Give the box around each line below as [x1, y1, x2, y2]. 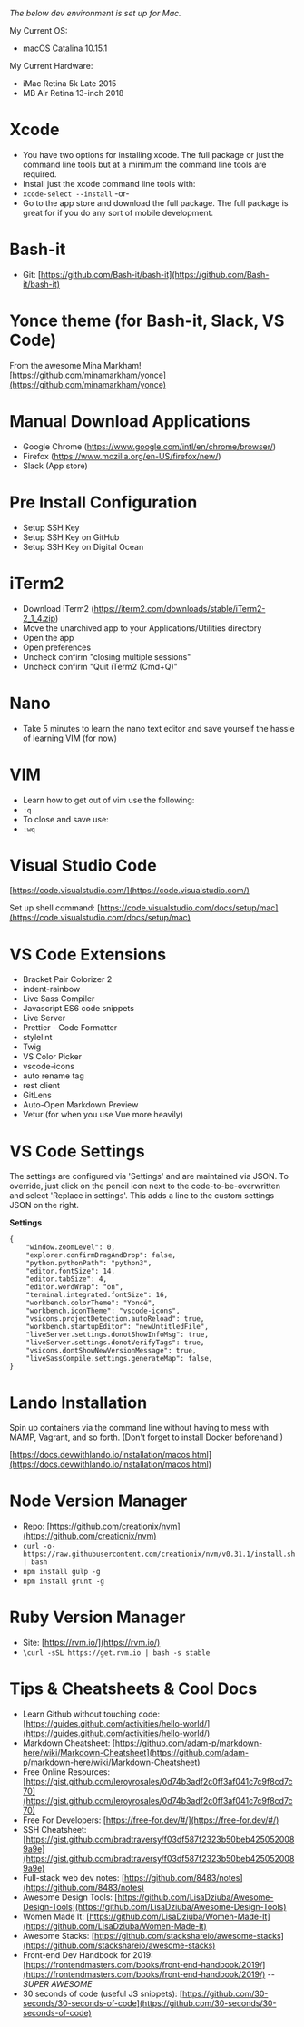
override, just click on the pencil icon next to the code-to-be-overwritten [9, 1180, 281, 1192]
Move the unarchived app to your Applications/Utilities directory [22, 622, 262, 634]
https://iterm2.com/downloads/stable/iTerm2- [93, 603, 266, 614]
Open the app [22, 632, 74, 643]
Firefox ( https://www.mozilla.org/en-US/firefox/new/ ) [22, 450, 221, 461]
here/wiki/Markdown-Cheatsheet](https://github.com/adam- [22, 1747, 250, 1758]
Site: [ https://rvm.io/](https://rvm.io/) [22, 1638, 161, 1648]
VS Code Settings [9, 1141, 145, 1161]
